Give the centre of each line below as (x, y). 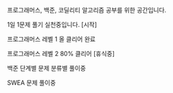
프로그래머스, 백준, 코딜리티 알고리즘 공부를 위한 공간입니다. (87, 10)
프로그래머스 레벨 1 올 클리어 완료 (51, 39)
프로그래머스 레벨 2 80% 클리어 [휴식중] (61, 54)
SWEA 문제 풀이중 (32, 83)
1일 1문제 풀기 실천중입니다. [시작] (52, 25)
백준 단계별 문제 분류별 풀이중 (47, 68)
